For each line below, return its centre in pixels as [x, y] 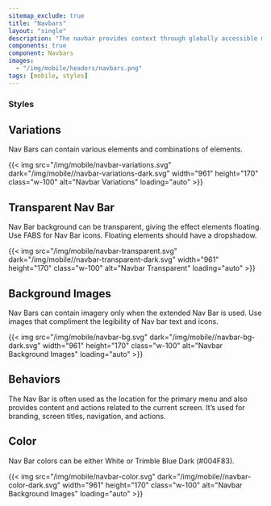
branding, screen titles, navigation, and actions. [87, 416]
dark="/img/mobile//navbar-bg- [202, 337]
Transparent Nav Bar [62, 207]
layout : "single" [38, 31]
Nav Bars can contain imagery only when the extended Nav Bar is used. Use [135, 313]
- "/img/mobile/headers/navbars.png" [79, 68]
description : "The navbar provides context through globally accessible [133, 38]
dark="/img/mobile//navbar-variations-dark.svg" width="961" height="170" [133, 173]
